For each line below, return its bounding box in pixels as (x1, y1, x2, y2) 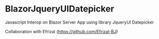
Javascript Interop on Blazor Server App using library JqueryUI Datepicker (5, 19, 154, 25)
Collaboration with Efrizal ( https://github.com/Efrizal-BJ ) (5, 28, 118, 34)
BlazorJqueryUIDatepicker (5, 3, 114, 14)
